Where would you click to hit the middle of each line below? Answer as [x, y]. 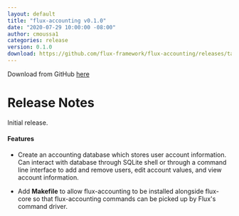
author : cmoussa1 [33, 34]
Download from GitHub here [49, 74]
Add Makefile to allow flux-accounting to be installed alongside [111, 191]
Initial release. [28, 123]
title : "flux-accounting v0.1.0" [57, 21]
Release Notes [51, 103]
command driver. [42, 207]
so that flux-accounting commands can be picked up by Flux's [124, 199]
